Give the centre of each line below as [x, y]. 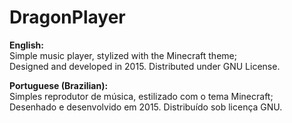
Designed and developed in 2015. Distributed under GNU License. [145, 66]
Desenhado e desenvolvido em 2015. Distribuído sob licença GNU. [146, 107]
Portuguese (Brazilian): [59, 85]
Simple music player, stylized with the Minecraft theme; [123, 55]
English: [26, 45]
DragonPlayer [67, 17]
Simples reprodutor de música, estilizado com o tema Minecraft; [141, 96]
